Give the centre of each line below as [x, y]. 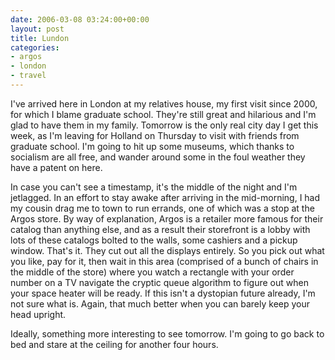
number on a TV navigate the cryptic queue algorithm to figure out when [159, 282]
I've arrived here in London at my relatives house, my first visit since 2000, [164, 103]
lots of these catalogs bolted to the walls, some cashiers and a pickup [154, 240]
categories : [35, 47]
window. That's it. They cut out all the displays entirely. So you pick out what [167, 250]
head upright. [38, 314]
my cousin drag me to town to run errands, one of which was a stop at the [162, 208]
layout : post [37, 29]
